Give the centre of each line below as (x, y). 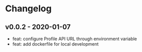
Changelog (28, 9)
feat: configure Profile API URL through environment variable (74, 39)
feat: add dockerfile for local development (55, 44)
